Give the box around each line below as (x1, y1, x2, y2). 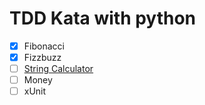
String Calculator (23, 63, 94, 75)
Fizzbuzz (23, 52, 62, 63)
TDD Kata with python (9, 7, 197, 30)
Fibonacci (23, 40, 65, 52)
